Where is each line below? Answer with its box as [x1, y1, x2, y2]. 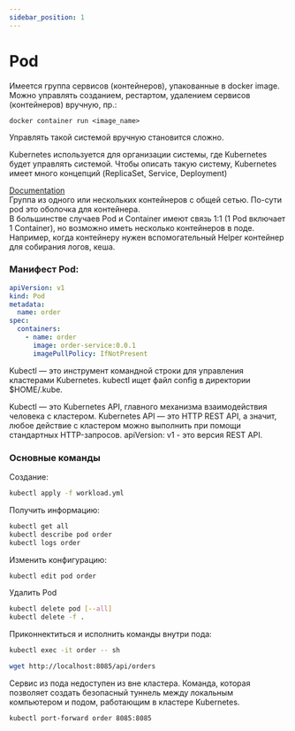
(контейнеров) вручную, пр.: [9, 99, 117, 110]
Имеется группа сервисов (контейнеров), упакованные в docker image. [9, 81, 280, 91]
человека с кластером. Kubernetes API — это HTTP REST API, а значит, [9, 411, 277, 421]
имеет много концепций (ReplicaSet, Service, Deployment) [9, 167, 228, 178]
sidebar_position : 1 [9, 12, 86, 22]
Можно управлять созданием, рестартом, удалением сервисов [9, 89, 251, 100]
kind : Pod [9, 291, 46, 301]
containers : [17, 325, 62, 334]
